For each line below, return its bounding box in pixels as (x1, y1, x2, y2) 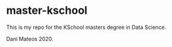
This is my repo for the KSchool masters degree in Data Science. (6, 23, 167, 31)
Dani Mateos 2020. (6, 35, 54, 42)
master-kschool (6, 4, 88, 17)
